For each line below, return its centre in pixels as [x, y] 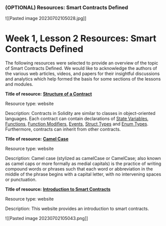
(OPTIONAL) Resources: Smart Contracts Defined [67, 7]
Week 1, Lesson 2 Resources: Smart [81, 38]
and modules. [19, 84]
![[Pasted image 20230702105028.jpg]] [46, 18]
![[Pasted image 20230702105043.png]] [47, 218]
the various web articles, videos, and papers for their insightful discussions [82, 73]
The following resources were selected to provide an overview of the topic [82, 63]
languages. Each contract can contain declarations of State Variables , [77, 118]
